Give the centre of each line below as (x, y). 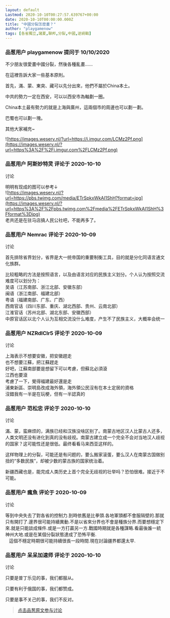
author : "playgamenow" (29, 29)
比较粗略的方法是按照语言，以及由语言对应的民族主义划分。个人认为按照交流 (85, 274)
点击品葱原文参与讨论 (40, 610)
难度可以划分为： (23, 281)
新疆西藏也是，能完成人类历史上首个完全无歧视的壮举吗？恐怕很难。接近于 (83, 472)
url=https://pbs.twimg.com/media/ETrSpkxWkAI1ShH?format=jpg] (74, 198)
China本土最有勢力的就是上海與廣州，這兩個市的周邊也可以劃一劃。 (76, 108)
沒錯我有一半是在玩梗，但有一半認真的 (45, 394)
